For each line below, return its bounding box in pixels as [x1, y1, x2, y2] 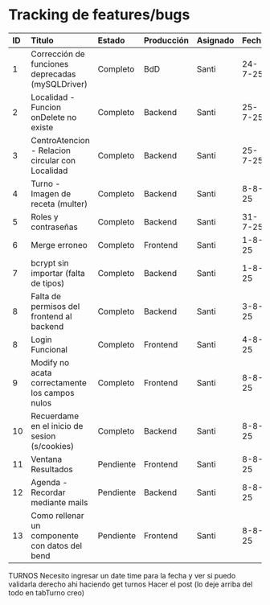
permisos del [31, 300, 80, 311]
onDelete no [31, 111, 77, 122]
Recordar [31, 487, 66, 498]
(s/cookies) [31, 440, 75, 451]
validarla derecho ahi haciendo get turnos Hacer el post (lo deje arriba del [8, 579, 253, 589]
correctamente [31, 377, 87, 388]
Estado [97, 35, 125, 46]
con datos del [31, 540, 83, 551]
